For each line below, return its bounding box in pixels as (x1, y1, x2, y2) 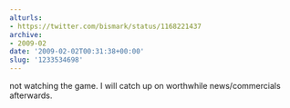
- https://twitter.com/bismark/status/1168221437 (9, 22, 202, 31)
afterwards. (9, 90, 53, 101)
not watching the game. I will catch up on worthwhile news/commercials (9, 81, 281, 91)
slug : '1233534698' (9, 55, 84, 64)
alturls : (9, 13, 43, 23)
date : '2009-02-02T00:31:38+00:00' (9, 47, 145, 56)
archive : (9, 30, 43, 39)
